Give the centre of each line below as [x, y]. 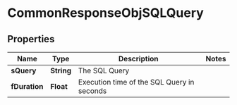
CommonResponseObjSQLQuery [106, 13]
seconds [92, 91]
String [61, 70]
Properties [31, 39]
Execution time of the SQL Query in [136, 82]
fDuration [27, 86]
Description [139, 59]
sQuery [24, 70]
